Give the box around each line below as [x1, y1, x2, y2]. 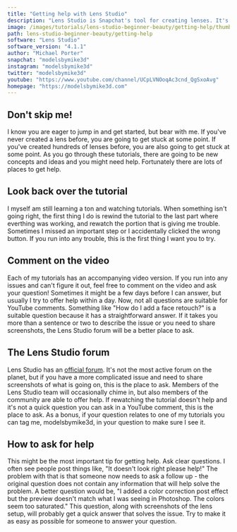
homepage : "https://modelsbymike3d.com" [7, 83, 128, 90]
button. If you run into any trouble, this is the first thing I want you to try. [7, 234, 217, 242]
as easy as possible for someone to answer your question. [7, 517, 177, 526]
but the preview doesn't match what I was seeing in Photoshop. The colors [7, 495, 224, 503]
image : [7, 23, 27, 30]
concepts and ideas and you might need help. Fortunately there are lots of [7, 158, 223, 166]
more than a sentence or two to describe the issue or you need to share [7, 319, 216, 327]
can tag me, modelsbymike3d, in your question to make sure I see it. [7, 418, 206, 426]
